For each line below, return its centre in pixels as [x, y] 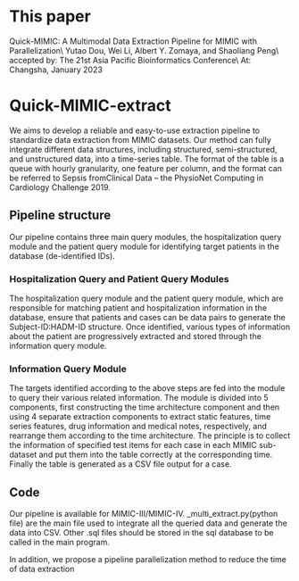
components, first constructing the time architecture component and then [145, 407]
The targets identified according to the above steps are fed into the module [147, 388]
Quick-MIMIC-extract [90, 106]
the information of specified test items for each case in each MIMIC [133, 445]
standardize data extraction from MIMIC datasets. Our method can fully [141, 139]
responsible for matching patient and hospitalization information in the [138, 307]
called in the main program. [59, 543]
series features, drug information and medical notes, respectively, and [138, 427]
